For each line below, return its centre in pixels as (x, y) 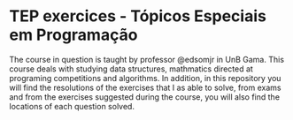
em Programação (73, 35)
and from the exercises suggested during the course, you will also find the (145, 97)
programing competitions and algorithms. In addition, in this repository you (145, 78)
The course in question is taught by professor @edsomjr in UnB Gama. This (147, 59)
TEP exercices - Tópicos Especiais (138, 16)
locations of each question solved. (72, 106)
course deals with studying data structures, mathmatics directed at (131, 69)
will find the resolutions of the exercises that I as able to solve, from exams (145, 87)
